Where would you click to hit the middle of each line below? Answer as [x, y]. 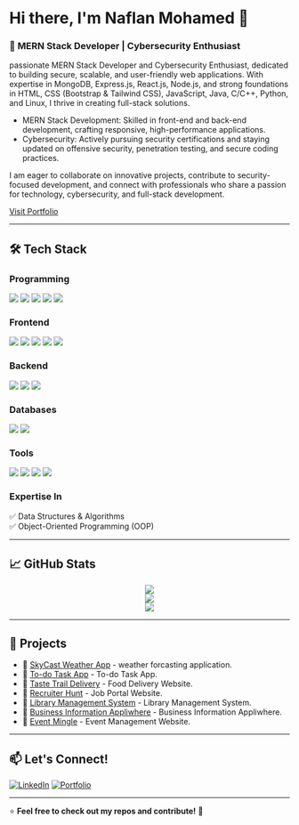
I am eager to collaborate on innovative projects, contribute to [122, 175]
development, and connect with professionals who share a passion [164, 185]
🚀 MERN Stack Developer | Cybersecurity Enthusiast [125, 46]
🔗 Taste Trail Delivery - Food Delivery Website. [107, 683]
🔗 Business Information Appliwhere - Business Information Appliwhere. [152, 712]
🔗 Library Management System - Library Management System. [137, 703]
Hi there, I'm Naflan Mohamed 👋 [129, 18]
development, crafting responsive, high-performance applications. [144, 130]
